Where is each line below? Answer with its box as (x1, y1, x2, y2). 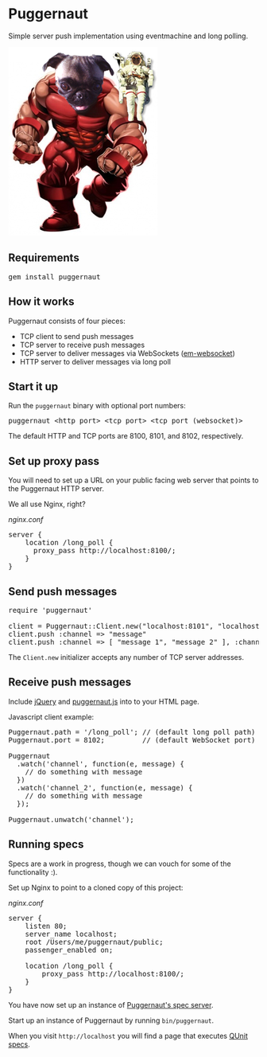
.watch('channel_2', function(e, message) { (16, 783, 193, 792)
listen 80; (25, 921, 68, 930)
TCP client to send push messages (19, 331, 134, 341)
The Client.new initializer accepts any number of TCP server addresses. (8, 653, 245, 661)
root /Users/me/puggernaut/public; (25, 937, 164, 946)
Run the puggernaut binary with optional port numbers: (8, 401, 187, 411)
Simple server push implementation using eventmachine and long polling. (8, 31, 249, 41)
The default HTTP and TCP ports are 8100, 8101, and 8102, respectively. (8, 431, 244, 441)
